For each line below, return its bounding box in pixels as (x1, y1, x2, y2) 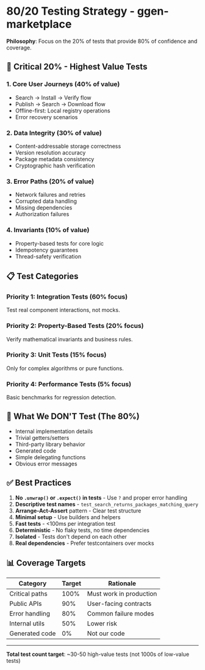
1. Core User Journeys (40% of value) (6, 80, 120, 89)
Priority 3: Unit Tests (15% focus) (6, 351, 107, 359)
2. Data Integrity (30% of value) (6, 128, 102, 137)
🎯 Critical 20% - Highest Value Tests (6, 62, 148, 72)
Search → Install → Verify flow (15, 93, 92, 101)
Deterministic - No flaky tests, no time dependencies (15, 526, 150, 534)
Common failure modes (87, 609, 154, 617)
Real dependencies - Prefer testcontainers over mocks (15, 539, 154, 547)
